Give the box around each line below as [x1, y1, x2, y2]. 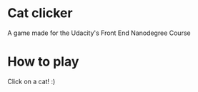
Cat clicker [7, 5, 73, 21]
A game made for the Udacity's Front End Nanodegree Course [7, 29, 191, 37]
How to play [7, 53, 79, 70]
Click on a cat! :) [7, 77, 56, 86]
